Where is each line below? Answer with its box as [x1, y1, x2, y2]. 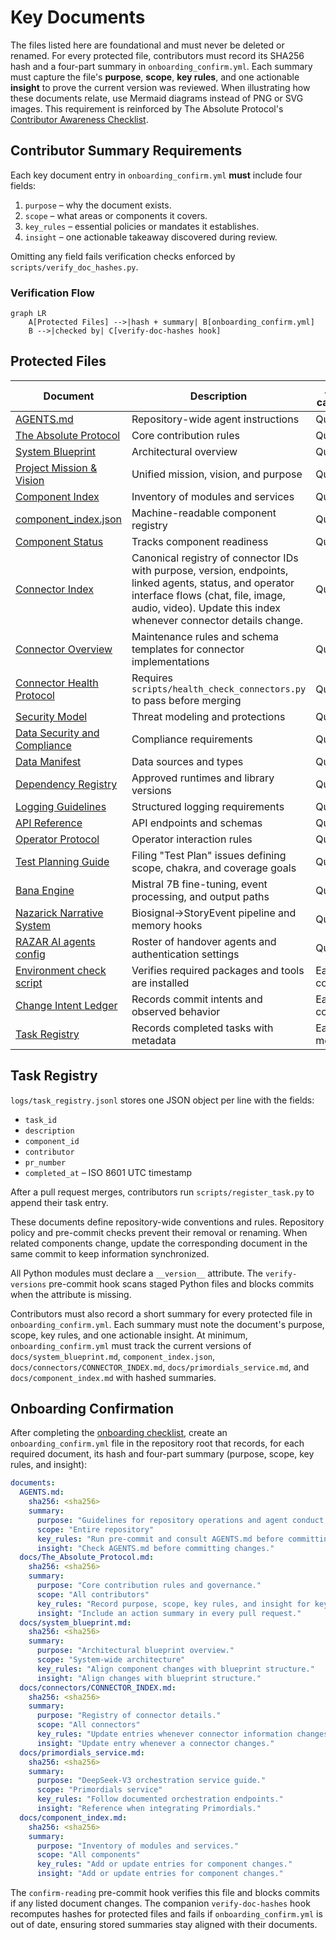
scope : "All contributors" [36, 1589, 150, 1600]
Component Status [15, 534, 104, 548]
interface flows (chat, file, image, [131, 588, 286, 602]
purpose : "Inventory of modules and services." [36, 1841, 240, 1851]
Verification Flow [10, 286, 95, 300]
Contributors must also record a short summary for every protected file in [10, 1307, 313, 1320]
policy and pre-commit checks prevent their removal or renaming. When [10, 1226, 308, 1238]
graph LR [10, 309, 47, 319]
